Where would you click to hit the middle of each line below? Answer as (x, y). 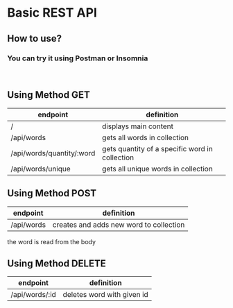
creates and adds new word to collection (119, 225)
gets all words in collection (145, 137)
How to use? (35, 38)
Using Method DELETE (57, 263)
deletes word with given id (106, 295)
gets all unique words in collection (157, 169)
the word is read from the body (51, 241)
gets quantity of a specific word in (157, 148)
